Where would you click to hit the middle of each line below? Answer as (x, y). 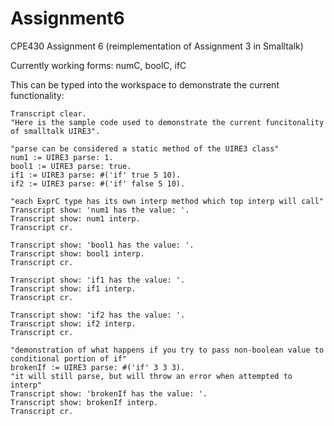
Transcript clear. (48, 113)
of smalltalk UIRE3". (55, 131)
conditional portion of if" (69, 358)
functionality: (37, 95)
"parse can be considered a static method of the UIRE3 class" (145, 148)
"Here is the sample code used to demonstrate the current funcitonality (167, 122)
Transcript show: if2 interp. (73, 323)
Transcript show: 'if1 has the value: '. (98, 280)
